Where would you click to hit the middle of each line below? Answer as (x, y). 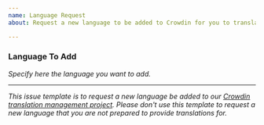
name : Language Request (47, 15)
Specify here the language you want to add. (79, 73)
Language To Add (42, 57)
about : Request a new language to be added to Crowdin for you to (119, 23)
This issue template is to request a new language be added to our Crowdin (129, 96)
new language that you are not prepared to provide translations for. (118, 112)
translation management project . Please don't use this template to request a (132, 104)
